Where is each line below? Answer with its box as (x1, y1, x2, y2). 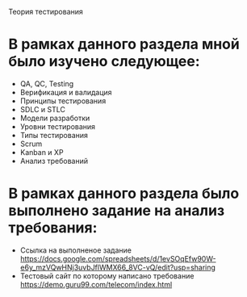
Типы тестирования (19, 130, 89, 140)
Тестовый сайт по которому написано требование (19, 270, 195, 281)
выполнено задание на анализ (8, 202, 224, 220)
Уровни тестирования (19, 121, 95, 132)
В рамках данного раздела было (8, 185, 240, 203)
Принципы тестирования (19, 96, 107, 106)
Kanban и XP (19, 147, 64, 157)
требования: (8, 219, 98, 237)
